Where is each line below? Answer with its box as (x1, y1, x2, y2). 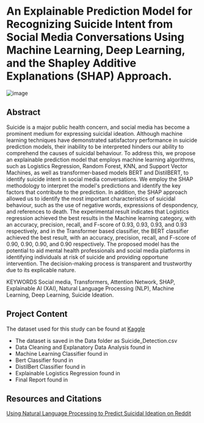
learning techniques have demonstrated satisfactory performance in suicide (6, 136, 197, 144)
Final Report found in (15, 376, 68, 383)
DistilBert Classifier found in (15, 362, 86, 370)
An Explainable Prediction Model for (6, 4, 192, 18)
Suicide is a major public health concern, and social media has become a (6, 123, 190, 131)
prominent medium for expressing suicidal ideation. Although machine (6, 130, 183, 137)
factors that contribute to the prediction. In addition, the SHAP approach (6, 188, 188, 196)
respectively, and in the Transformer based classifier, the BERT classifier (6, 227, 189, 235)
